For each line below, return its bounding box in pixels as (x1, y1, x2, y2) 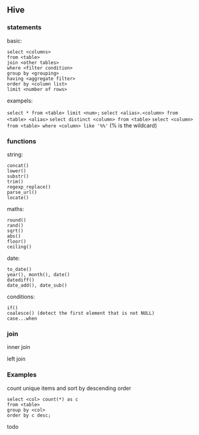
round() (7, 217, 27, 223)
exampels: (7, 97, 33, 104)
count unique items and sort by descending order (7, 384, 132, 392)
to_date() (7, 266, 32, 272)
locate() (7, 195, 29, 201)
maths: (7, 205, 24, 212)
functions (7, 137, 37, 145)
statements (7, 23, 42, 32)
